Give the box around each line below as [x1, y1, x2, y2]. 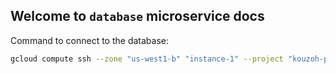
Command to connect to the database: [10, 34, 170, 46]
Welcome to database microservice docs [10, 8, 265, 25]
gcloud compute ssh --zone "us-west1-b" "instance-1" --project [10, 54, 284, 64]
